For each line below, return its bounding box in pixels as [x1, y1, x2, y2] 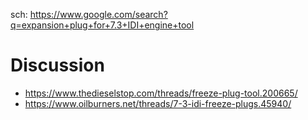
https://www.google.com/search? [29, 9, 168, 20]
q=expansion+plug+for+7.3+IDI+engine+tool [10, 19, 195, 31]
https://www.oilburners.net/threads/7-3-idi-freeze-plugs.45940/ [24, 97, 292, 109]
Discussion [10, 54, 105, 77]
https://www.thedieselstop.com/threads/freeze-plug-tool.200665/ [24, 87, 298, 99]
